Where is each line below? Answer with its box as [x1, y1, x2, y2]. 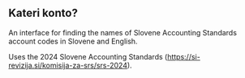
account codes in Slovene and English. [8, 36, 138, 46]
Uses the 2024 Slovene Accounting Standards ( [8, 51, 168, 61]
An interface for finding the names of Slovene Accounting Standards [8, 27, 238, 37]
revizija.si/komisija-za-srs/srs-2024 [8, 60, 128, 70]
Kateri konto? [8, 6, 79, 20]
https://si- [167, 51, 200, 61]
